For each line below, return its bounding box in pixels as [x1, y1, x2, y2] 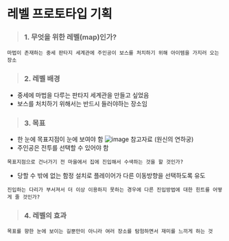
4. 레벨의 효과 [23, 211, 67, 220]
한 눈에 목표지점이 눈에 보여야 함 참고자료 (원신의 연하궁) [16, 135, 194, 144]
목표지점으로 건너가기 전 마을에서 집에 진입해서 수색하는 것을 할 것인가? [7, 159, 184, 166]
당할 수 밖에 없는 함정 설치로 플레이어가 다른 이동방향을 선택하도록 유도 [16, 172, 206, 180]
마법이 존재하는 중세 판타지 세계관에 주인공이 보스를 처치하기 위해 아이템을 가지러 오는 [7, 49, 219, 57]
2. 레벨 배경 [23, 74, 60, 84]
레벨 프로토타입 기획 [7, 6, 113, 22]
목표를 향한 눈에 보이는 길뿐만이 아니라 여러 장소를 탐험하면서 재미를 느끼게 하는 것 [7, 228, 213, 235]
